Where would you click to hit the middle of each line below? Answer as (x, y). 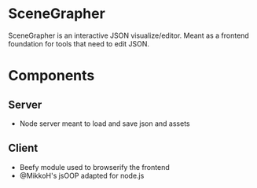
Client (23, 148)
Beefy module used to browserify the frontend (95, 167)
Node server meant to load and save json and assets (105, 123)
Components (51, 76)
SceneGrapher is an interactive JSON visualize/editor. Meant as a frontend (128, 35)
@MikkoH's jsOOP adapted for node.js (82, 175)
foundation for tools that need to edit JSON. (79, 43)
